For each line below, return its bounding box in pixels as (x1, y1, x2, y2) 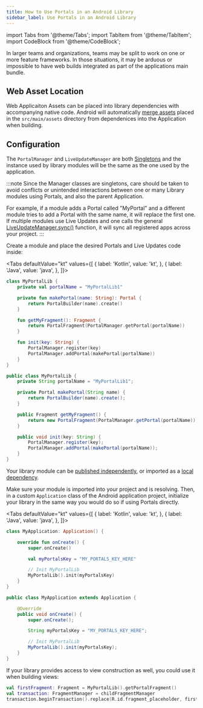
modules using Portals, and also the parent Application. (6, 193, 144, 200)
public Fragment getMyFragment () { (17, 412, 107, 418)
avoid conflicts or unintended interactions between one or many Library (6, 186, 185, 194)
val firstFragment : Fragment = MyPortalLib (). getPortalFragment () (6, 684, 177, 691)
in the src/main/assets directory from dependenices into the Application (6, 115, 186, 122)
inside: (6, 249, 23, 256)
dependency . (6, 473, 39, 481)
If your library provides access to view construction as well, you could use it (6, 666, 195, 673)
